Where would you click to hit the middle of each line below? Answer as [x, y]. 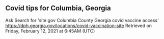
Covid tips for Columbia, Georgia [58, 8]
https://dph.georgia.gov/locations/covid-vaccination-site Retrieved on [78, 25]
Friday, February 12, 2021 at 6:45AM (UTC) [50, 31]
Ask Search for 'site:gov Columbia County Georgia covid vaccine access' [82, 20]
